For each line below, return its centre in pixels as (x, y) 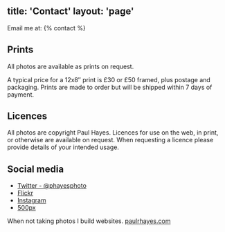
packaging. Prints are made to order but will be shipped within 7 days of (110, 87)
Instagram (31, 200)
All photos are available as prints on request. (71, 66)
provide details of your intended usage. (63, 147)
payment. (21, 94)
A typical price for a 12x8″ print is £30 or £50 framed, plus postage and (109, 79)
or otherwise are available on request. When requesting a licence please (110, 140)
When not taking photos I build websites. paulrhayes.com (89, 221)
